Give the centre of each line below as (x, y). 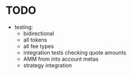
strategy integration (48, 65)
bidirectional (39, 33)
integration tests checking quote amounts (75, 52)
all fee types (39, 46)
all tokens (35, 40)
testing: (24, 27)
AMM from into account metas (61, 59)
